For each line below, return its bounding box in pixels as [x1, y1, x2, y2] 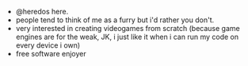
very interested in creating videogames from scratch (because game [15, 24, 240, 33]
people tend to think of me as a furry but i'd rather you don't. [15, 15, 215, 25]
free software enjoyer [15, 49, 86, 58]
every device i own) [15, 41, 81, 50]
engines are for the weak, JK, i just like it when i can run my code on [15, 32, 239, 41]
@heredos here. [15, 7, 69, 16]
